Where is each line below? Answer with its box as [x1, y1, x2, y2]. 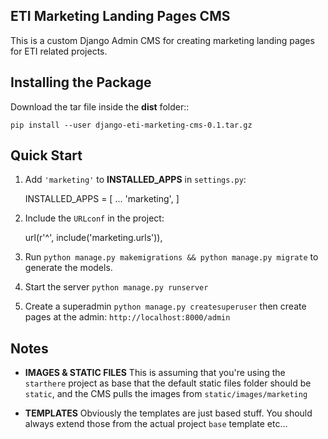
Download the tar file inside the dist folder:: [10, 100, 190, 113]
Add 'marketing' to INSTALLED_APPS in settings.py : [24, 174, 247, 186]
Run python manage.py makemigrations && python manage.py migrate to [24, 251, 319, 263]
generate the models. [24, 262, 113, 274]
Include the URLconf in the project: [24, 212, 165, 224]
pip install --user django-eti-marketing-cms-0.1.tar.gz [10, 120, 253, 130]
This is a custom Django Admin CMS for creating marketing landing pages [10, 34, 315, 46]
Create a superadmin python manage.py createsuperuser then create [24, 300, 307, 313]
